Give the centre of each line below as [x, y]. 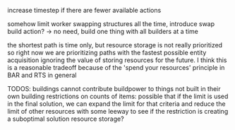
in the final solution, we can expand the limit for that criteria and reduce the [116, 104]
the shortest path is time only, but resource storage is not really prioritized [115, 45]
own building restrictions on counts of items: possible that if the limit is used [118, 96]
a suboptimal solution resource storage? [66, 119]
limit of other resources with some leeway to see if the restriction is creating [118, 111]
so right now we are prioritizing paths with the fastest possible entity [107, 53]
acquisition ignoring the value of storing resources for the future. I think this [117, 60]
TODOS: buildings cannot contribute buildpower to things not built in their [114, 89]
